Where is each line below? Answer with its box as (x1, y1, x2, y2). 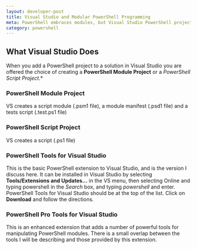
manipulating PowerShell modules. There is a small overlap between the (6, 230, 180, 237)
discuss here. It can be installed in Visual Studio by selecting (6, 170, 152, 178)
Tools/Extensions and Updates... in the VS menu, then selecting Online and (6, 177, 191, 184)
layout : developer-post (6, 8, 64, 15)
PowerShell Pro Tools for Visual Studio (6, 210, 118, 219)
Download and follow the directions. (6, 196, 94, 203)
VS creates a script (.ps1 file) (6, 137, 76, 144)
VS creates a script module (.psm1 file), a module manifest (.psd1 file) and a (6, 103, 188, 110)
